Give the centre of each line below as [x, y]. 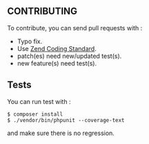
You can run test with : [39, 101]
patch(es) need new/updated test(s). [69, 56]
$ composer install [35, 114]
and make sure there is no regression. [61, 133]
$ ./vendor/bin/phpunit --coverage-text [66, 120]
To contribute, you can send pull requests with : [75, 28]
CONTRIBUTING [42, 11]
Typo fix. [30, 41]
